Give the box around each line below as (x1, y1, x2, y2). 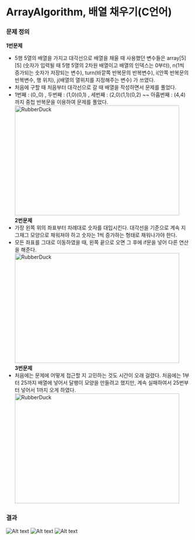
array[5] (166, 55, 187, 62)
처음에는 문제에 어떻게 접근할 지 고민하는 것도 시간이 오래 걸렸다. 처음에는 (14, 372, 182, 379)
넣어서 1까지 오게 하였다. (20, 386, 76, 393)
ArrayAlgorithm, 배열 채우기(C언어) (6, 5, 172, 19)
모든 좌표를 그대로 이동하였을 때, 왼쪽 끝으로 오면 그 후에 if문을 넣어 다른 (14, 239, 178, 246)
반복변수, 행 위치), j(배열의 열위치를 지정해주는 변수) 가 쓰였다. (14, 77, 156, 84)
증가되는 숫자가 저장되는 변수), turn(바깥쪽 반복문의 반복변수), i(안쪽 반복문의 (14, 69, 189, 76)
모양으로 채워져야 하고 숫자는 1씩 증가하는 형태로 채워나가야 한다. (30, 232, 177, 239)
